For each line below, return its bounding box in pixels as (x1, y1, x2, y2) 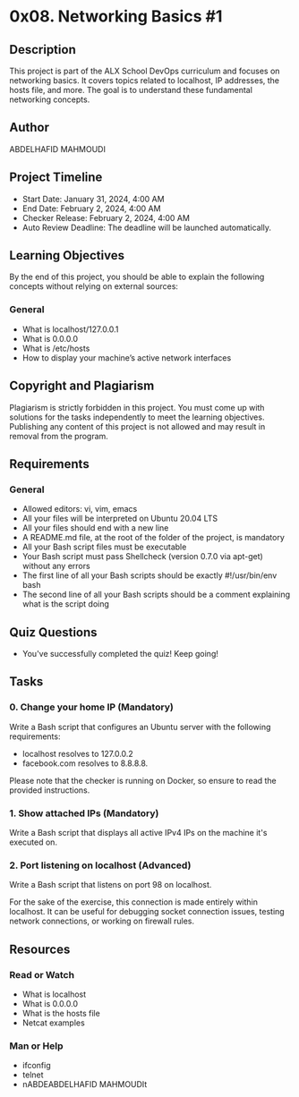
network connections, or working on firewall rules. (9, 915, 195, 927)
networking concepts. (9, 94, 90, 105)
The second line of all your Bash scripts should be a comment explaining (21, 589, 291, 600)
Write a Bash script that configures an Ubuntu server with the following (9, 721, 271, 732)
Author (9, 120, 49, 135)
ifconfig (21, 1060, 51, 1071)
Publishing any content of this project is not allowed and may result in (9, 421, 266, 431)
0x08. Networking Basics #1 (9, 6, 223, 27)
